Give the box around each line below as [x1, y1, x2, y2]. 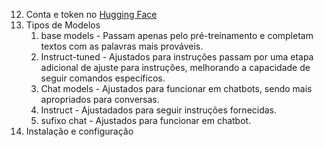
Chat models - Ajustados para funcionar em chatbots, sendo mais [40, 83, 313, 94]
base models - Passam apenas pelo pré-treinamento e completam [40, 30, 314, 41]
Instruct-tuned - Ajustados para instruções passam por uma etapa [40, 51, 314, 63]
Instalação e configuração [25, 125, 134, 137]
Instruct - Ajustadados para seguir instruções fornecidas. [40, 104, 278, 116]
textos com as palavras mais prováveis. [40, 40, 204, 52]
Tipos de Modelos [25, 19, 101, 31]
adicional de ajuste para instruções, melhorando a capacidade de [40, 62, 311, 73]
